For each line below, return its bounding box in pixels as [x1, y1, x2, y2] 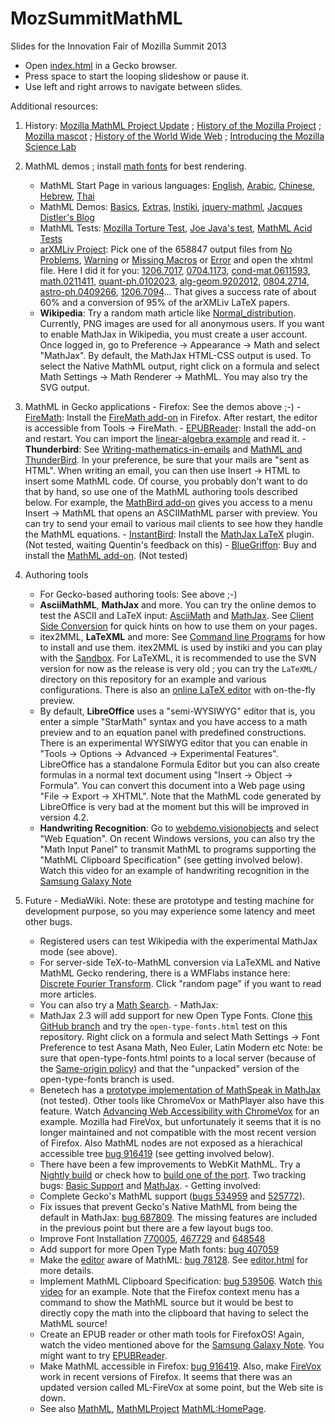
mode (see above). [39, 945, 118, 957]
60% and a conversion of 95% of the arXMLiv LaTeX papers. [39, 296, 291, 308]
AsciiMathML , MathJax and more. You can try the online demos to [39, 598, 317, 611]
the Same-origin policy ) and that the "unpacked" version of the [39, 1062, 300, 1074]
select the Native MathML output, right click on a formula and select [39, 360, 320, 372]
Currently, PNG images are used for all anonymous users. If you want [39, 317, 325, 329]
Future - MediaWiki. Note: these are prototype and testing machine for [24, 894, 315, 906]
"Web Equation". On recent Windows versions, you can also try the [39, 832, 316, 844]
